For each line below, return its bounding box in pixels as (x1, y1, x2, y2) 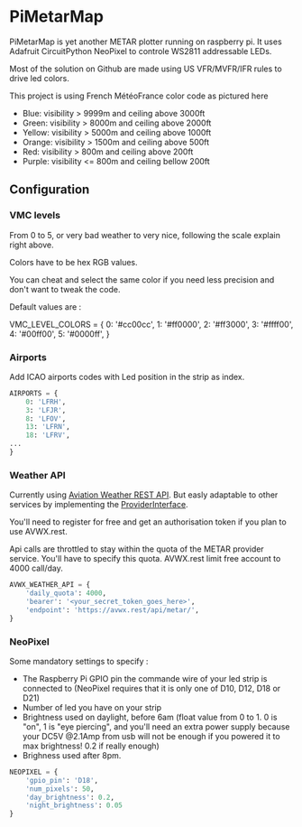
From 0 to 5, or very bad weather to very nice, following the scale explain (9, 229, 281, 240)
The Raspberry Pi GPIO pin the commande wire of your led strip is (22, 673, 268, 683)
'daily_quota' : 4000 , (25, 589, 106, 598)
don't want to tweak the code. (9, 283, 121, 294)
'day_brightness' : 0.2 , (25, 793, 115, 802)
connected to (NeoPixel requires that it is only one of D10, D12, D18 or (22, 683, 281, 693)
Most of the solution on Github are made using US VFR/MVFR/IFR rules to (9, 63, 282, 74)
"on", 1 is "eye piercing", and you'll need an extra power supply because (22, 720, 290, 732)
